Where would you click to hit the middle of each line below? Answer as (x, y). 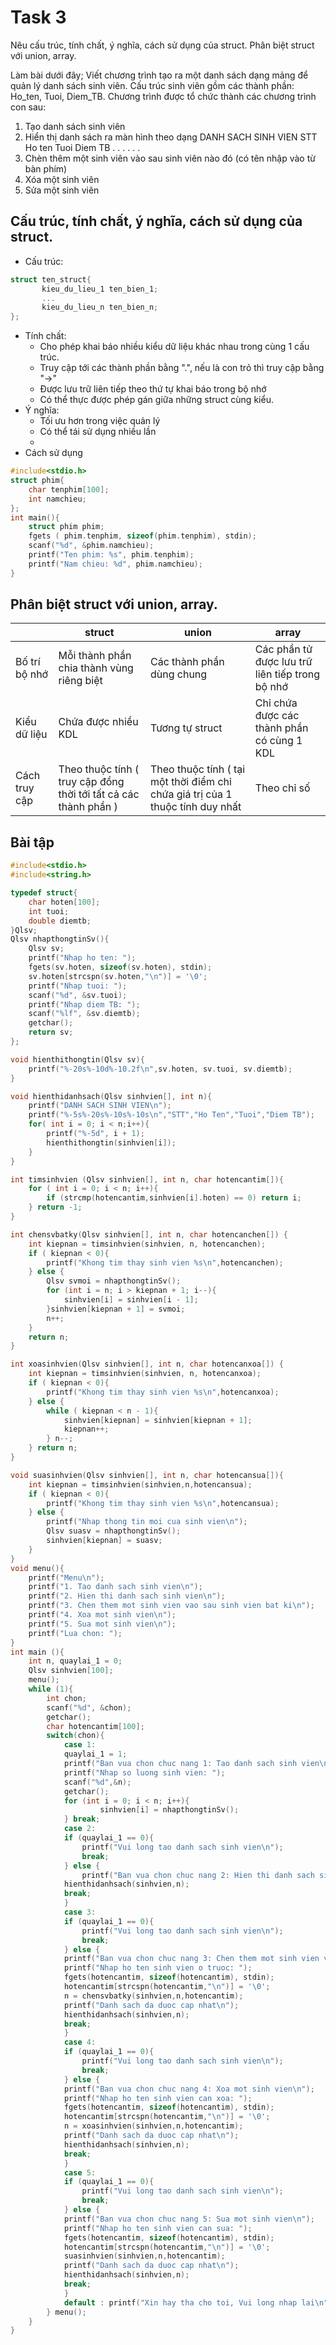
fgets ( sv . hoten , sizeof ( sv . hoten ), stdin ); (120, 967)
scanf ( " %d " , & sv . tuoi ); (78, 995)
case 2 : (80, 1829)
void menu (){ (37, 1568)
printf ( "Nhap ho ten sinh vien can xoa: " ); (158, 2098)
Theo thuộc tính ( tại (197, 769)
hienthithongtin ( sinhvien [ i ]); (111, 1142)
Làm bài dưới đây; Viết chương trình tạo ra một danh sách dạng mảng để (159, 75)
